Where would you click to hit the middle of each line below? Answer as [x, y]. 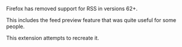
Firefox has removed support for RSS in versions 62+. [72, 9]
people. [15, 26]
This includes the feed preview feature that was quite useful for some [91, 20]
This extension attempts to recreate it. [53, 38]
